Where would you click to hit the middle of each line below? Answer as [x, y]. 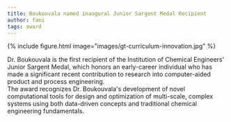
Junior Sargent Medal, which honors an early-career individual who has [110, 67]
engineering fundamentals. [46, 111]
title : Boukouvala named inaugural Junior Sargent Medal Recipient [107, 14]
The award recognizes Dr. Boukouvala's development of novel [96, 89]
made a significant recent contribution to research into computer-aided [109, 74]
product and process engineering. [56, 82]
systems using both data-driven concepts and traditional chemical [102, 104]
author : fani [26, 20]
